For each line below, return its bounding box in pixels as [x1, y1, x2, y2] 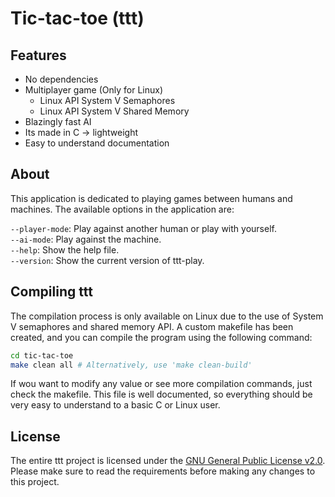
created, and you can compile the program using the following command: [10, 331, 313, 343]
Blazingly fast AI [24, 116, 92, 127]
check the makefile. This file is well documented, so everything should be [10, 388, 313, 401]
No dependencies [24, 73, 99, 85]
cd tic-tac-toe [10, 350, 74, 361]
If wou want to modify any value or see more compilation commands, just [10, 378, 313, 390]
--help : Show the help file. [10, 243, 120, 256]
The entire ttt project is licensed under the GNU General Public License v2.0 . [10, 455, 326, 467]
